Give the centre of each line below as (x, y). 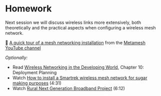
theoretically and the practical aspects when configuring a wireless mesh (80, 27)
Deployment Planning (34, 72)
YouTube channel (23, 48)
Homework (28, 9)
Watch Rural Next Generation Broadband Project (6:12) (68, 88)
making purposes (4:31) (37, 83)
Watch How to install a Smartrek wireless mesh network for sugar (80, 78)
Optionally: (16, 57)
